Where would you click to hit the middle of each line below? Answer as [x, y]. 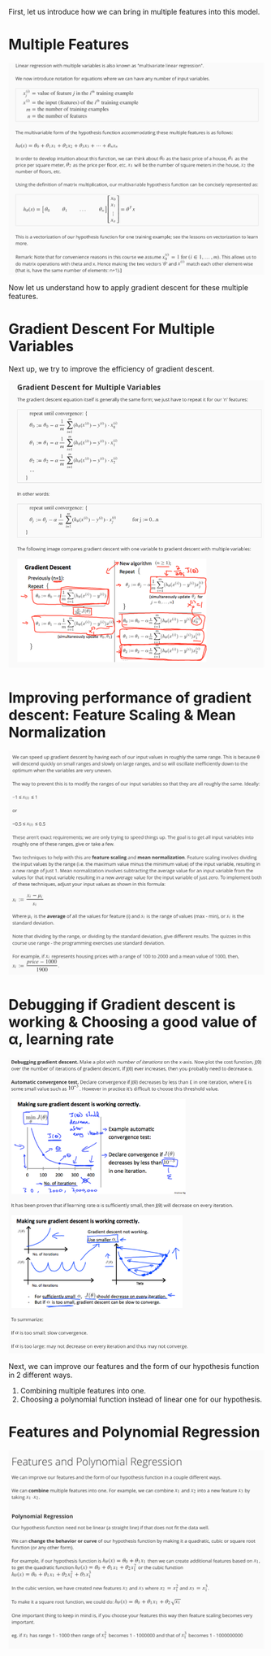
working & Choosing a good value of [133, 1021]
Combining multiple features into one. [83, 1391]
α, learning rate [61, 1039]
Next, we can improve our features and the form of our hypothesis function [134, 1367]
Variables [41, 346]
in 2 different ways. [41, 1375]
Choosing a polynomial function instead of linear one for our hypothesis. [141, 1400]
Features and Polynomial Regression [134, 1432]
